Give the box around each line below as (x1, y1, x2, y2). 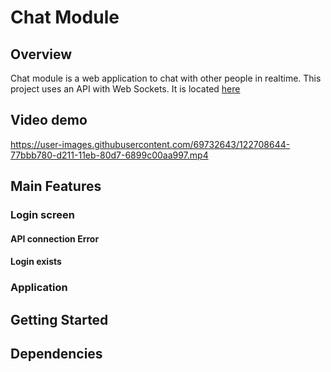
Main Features (10, 178, 102, 195)
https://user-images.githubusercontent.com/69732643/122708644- (10, 138, 291, 150)
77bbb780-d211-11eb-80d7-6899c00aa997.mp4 (10, 149, 209, 161)
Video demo (10, 112, 88, 129)
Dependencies (10, 346, 103, 363)
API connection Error (10, 232, 100, 245)
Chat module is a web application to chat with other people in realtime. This (10, 72, 322, 84)
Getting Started (10, 311, 109, 328)
